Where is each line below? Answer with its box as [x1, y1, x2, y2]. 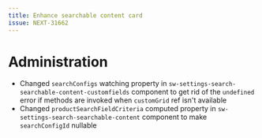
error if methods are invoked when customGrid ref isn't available [19, 95, 227, 105]
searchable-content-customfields [19, 88, 130, 97]
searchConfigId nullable [19, 121, 97, 130]
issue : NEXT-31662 [8, 19, 69, 27]
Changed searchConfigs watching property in [19, 79, 167, 88]
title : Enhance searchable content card [8, 11, 144, 20]
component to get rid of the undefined [131, 88, 255, 97]
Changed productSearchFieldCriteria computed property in [19, 104, 216, 114]
